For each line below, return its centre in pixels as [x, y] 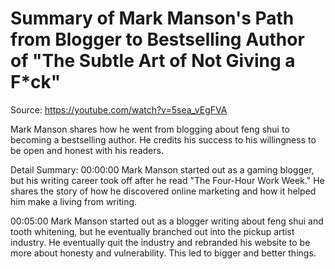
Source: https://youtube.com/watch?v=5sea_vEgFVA [119, 109]
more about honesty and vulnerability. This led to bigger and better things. [163, 253]
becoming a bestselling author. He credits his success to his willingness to [163, 139]
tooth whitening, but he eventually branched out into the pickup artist [152, 231]
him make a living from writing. [74, 201]
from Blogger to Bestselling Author [157, 39]
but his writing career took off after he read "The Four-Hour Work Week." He [167, 180]
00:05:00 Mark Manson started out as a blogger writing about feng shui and [167, 221]
